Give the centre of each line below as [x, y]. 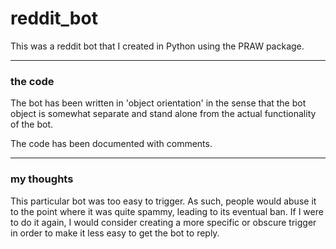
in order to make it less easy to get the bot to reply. [115, 233]
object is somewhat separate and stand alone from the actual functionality [163, 114]
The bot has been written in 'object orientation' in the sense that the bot [158, 103]
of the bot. [32, 124]
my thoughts [42, 179]
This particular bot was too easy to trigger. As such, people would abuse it [163, 201]
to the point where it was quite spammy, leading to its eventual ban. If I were [167, 211]
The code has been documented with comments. [111, 144]
